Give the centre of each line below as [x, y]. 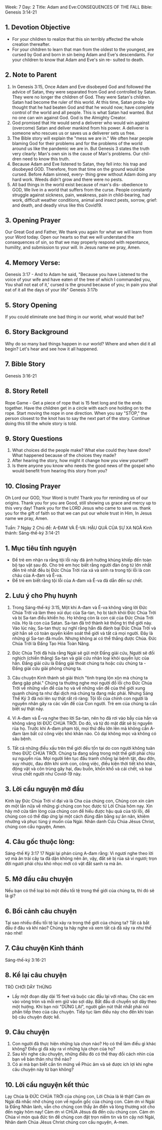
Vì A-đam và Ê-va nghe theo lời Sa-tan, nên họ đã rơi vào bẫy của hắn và [85, 718]
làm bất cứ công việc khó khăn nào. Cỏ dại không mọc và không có [89, 733]
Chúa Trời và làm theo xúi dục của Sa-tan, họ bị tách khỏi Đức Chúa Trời [84, 613]
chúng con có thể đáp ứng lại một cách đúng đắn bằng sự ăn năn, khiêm [77, 816]
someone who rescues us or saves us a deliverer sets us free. [74, 133]
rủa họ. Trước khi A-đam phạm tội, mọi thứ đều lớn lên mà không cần [81, 728]
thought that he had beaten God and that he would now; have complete [83, 107]
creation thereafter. [31, 44]
